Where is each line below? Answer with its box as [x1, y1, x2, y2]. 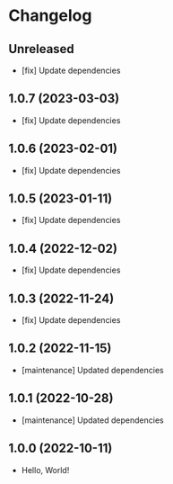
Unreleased [8, 41, 75, 57]
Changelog [8, 5, 92, 26]
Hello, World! [21, 464, 70, 475]
